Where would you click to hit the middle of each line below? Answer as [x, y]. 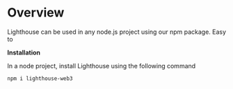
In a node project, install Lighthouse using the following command [102, 66]
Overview [36, 13]
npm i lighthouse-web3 [40, 78]
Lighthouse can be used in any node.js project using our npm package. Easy [117, 32]
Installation [24, 52]
